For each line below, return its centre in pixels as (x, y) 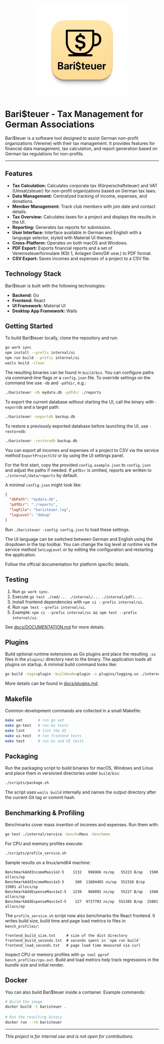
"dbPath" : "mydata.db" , (33, 499)
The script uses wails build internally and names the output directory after (81, 792)
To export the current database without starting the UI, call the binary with (80, 402)
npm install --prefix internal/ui (40, 353)
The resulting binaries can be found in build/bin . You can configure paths (80, 372)
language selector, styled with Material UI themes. (62, 237)
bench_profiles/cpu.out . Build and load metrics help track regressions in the (82, 960)
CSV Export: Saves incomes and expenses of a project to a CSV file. (81, 258)
